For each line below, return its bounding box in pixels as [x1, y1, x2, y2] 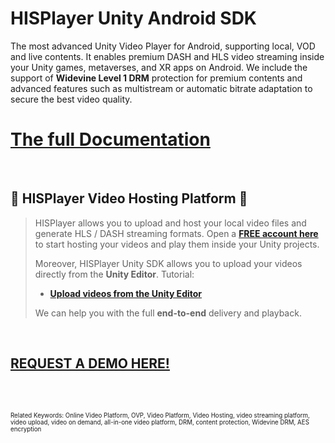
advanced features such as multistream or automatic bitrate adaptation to [10, 82, 313, 94]
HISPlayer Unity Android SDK [10, 7, 257, 30]
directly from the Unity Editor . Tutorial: [34, 268, 195, 280]
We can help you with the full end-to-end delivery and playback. [34, 307, 302, 319]
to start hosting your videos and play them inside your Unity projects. [34, 238, 320, 250]
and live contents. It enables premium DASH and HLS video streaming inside [10, 50, 325, 62]
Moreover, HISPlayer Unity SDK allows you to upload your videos [34, 257, 303, 269]
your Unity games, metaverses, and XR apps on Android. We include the [10, 61, 308, 73]
